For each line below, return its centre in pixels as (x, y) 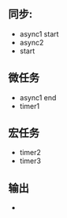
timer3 (30, 161)
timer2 (30, 153)
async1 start (39, 33)
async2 (32, 42)
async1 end (38, 97)
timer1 (30, 106)
